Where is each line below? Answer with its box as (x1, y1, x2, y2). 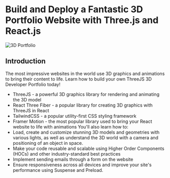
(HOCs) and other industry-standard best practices (12, 150, 121, 157)
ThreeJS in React (12, 107, 50, 113)
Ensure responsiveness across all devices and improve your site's (12, 162, 152, 168)
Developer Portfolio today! (5, 81, 60, 87)
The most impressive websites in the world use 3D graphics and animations (5, 70, 165, 77)
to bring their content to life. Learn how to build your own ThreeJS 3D (5, 75, 152, 82)
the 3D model (12, 96, 42, 103)
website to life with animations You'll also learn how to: (12, 123, 129, 130)
